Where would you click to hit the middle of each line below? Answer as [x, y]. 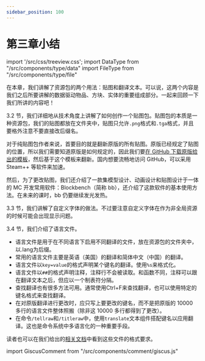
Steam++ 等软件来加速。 [38, 166]
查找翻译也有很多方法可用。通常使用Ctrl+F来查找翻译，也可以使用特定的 [106, 288]
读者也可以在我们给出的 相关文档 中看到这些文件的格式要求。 [81, 339]
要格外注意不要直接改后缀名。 [44, 131]
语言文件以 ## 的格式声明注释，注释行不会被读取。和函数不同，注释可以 [103, 272]
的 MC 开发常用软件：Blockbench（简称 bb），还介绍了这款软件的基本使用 [99, 187]
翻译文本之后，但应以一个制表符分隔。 [69, 280]
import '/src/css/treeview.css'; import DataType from [73, 61]
